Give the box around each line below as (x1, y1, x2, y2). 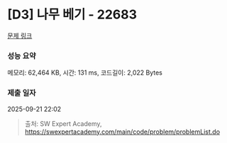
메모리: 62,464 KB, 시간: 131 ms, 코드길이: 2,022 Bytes (7, 68, 163, 77)
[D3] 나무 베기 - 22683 (7, 6, 137, 23)
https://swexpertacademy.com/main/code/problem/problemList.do (24, 127, 221, 136)
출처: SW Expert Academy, (24, 119, 102, 128)
